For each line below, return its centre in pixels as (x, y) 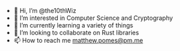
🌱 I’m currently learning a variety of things (73, 25)
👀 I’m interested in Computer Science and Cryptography (93, 18)
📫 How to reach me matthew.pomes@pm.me (78, 40)
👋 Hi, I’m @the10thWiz (45, 11)
